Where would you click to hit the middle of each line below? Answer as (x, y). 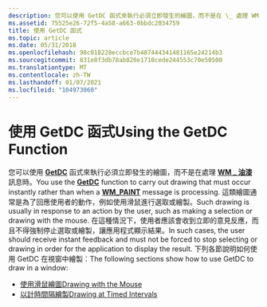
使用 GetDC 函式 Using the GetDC (118, 132)
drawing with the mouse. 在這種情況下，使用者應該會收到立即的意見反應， (130, 221)
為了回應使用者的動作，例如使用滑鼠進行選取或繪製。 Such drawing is (135, 202)
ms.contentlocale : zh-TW (49, 75)
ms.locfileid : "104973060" (53, 90)
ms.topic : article (39, 38)
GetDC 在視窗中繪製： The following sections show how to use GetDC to (135, 259)
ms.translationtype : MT (48, 68)
